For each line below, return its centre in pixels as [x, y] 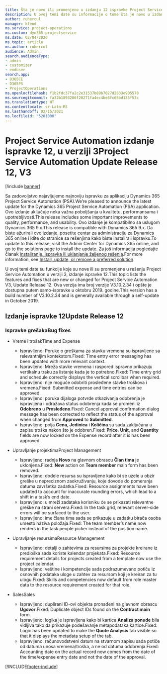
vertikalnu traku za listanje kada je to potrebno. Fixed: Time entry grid [90, 372]
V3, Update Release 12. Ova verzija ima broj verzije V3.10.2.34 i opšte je [78, 285]
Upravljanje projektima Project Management [57, 450]
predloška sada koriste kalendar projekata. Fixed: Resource [80, 553]
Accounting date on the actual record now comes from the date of [87, 652]
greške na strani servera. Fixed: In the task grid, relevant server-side [89, 507]
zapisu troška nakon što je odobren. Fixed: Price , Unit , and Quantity [89, 430]
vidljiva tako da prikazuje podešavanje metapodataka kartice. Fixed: [88, 625]
